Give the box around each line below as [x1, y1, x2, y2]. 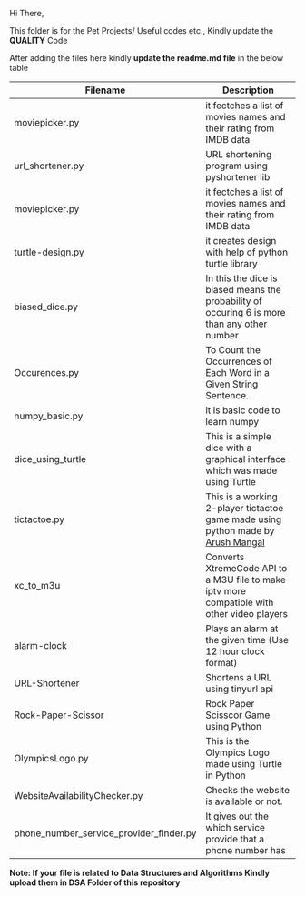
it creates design [205, 235, 277, 247]
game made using [205, 513, 282, 526]
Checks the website [205, 784, 290, 796]
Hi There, [9, 8, 44, 18]
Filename [84, 84, 126, 96]
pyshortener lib [205, 171, 271, 183]
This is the [205, 735, 250, 747]
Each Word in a [205, 367, 270, 378]
